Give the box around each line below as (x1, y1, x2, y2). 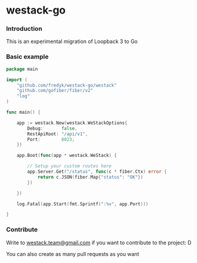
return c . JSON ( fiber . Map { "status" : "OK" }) (37, 174, 143, 180)
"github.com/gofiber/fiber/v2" (16, 88, 94, 94)
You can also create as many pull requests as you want (6, 250, 139, 257)
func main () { (6, 110, 41, 116)
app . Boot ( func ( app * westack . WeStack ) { (16, 153, 117, 159)
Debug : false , (27, 125, 78, 131)
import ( (6, 77, 28, 83)
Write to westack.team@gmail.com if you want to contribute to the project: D (6, 239, 192, 246)
